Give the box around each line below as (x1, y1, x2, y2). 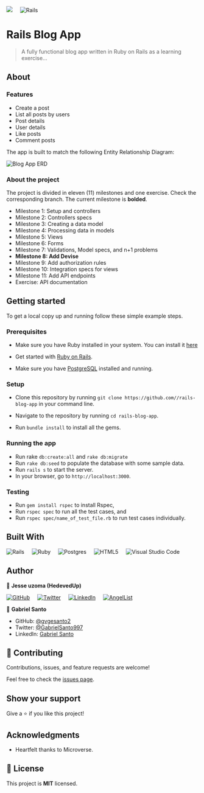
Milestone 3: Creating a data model (15, 220, 104, 228)
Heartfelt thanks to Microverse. (15, 746, 93, 753)
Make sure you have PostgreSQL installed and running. (15, 365, 153, 372)
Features (6, 90, 33, 99)
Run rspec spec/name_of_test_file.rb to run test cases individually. (15, 514, 186, 522)
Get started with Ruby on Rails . (15, 353, 93, 360)
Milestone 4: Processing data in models (15, 226, 114, 234)
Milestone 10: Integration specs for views (15, 265, 119, 273)
